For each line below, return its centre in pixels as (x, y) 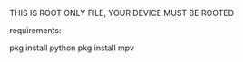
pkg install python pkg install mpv (72, 48)
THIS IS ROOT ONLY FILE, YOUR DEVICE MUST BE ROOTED (121, 13)
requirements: (35, 30)
